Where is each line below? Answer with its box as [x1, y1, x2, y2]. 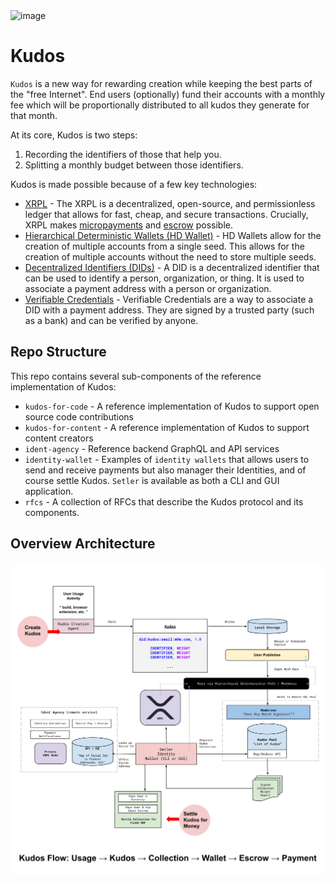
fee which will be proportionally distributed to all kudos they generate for [10, 99, 310, 111]
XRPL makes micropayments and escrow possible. [24, 219, 234, 231]
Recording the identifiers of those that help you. [24, 148, 222, 160]
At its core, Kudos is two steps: [10, 129, 138, 141]
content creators [24, 432, 94, 444]
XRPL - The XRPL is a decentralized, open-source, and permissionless [24, 197, 316, 209]
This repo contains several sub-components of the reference [10, 370, 262, 382]
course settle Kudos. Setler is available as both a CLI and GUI [24, 474, 280, 486]
